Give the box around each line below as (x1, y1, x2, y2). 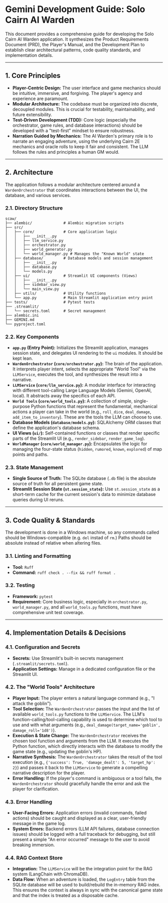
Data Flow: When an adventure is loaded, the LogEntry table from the (12, 876, 155, 882)
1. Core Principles (5, 71, 61, 80)
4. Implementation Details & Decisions (5, 629, 126, 637)
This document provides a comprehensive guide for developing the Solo (5, 31, 154, 37)
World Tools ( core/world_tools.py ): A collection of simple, (12, 398, 133, 404)
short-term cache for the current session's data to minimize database (12, 491, 156, 497)
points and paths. (12, 451, 48, 458)
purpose (12, 404, 30, 410)
